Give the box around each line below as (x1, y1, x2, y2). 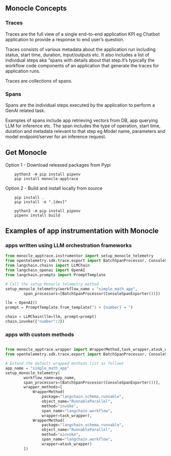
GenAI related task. (5, 107, 46, 114)
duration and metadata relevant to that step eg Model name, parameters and (5, 128, 165, 134)
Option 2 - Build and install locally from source (5, 185, 103, 191)
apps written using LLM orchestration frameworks (5, 242, 132, 249)
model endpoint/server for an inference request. (5, 133, 106, 140)
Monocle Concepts (5, 4, 67, 13)
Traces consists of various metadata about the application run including (5, 46, 156, 52)
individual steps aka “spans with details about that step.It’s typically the (5, 57, 155, 63)
